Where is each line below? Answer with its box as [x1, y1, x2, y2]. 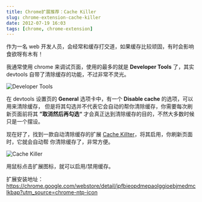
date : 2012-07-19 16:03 [6, 20, 66, 26]
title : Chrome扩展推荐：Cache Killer [6, 8, 96, 15]
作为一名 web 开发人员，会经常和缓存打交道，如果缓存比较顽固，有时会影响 [6, 43, 194, 50]
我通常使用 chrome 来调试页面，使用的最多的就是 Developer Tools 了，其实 [6, 63, 195, 71]
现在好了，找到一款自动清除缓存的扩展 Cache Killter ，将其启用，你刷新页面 [6, 131, 193, 138]
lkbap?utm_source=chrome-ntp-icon [6, 189, 98, 196]
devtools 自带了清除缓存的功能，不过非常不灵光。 [6, 71, 130, 78]
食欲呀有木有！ [6, 51, 43, 58]
